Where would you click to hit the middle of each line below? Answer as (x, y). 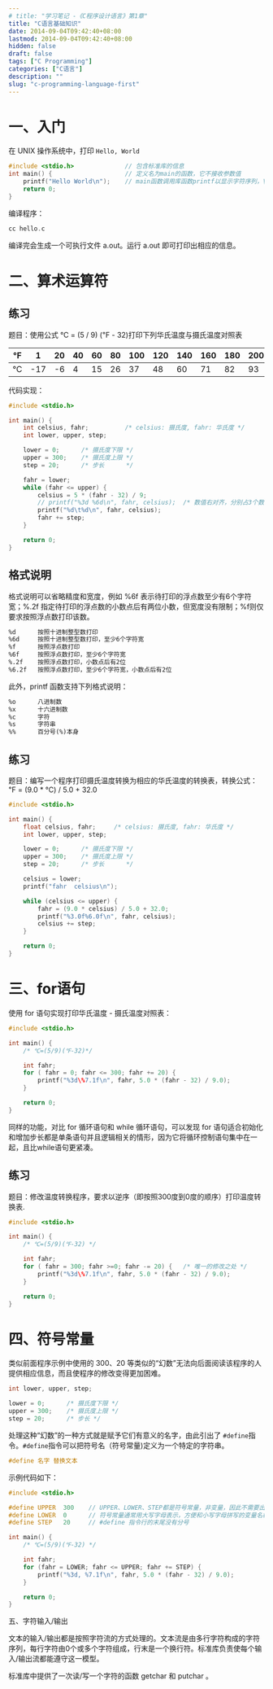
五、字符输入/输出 (39, 1621)
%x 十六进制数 (38, 709)
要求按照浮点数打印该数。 (51, 616)
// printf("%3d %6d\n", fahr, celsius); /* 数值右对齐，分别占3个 (148, 503)
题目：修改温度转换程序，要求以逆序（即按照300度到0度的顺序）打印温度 (131, 1197)
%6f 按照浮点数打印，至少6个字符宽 (67, 655)
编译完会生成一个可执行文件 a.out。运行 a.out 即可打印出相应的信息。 (125, 245)
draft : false (30, 54)
